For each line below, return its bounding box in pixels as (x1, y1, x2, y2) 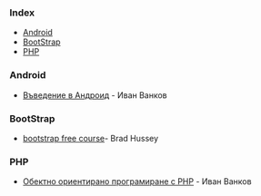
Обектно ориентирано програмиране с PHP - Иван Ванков (22, 176, 252, 187)
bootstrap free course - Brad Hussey (22, 132, 159, 143)
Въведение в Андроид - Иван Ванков (22, 89, 168, 101)
